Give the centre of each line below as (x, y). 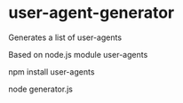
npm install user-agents (52, 71)
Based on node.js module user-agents (78, 54)
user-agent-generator (91, 13)
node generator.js (40, 89)
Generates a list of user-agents (65, 37)
